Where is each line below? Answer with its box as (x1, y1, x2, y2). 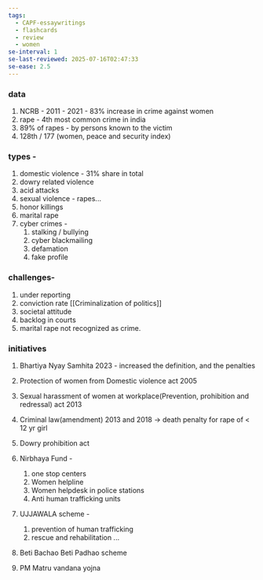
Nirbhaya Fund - (19, 453, 73, 463)
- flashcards (15, 26, 58, 34)
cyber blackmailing (31, 236, 93, 245)
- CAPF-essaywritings (15, 19, 86, 27)
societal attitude (19, 307, 72, 316)
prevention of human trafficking (31, 524, 133, 534)
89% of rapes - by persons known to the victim (19, 123, 173, 133)
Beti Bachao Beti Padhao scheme (19, 548, 127, 557)
